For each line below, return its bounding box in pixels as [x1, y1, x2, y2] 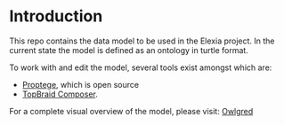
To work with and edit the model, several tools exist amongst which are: [9, 62, 272, 73]
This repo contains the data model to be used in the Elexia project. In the [9, 35, 275, 46]
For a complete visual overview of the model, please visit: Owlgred [9, 105, 254, 116]
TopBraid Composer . [21, 89, 98, 99]
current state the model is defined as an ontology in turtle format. [9, 44, 249, 55]
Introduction [9, 6, 103, 27]
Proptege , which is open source [21, 79, 140, 90]
